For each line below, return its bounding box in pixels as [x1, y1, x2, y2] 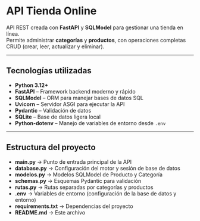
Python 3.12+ [14, 82, 49, 89]
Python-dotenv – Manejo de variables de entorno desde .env [14, 119, 166, 126]
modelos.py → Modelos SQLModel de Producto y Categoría [14, 171, 162, 178]
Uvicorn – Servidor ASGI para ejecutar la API [14, 100, 125, 108]
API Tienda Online [6, 4, 97, 18]
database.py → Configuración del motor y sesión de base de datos [14, 164, 180, 172]
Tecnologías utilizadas [6, 66, 92, 76]
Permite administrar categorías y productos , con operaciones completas [6, 36, 186, 43]
